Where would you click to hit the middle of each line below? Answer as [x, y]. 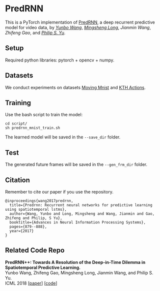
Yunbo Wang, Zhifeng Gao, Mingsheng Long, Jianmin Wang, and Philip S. [79, 273]
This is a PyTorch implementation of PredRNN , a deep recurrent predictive [80, 22]
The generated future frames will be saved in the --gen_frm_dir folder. [76, 164]
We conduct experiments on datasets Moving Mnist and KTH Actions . [75, 87]
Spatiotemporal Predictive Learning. [43, 267]
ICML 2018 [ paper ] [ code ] [31, 283]
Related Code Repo [35, 250]
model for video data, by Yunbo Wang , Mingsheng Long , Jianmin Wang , [78, 27]
